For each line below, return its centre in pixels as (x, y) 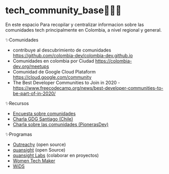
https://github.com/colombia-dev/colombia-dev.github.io (73, 55)
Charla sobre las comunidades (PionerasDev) (60, 124)
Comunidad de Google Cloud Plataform (54, 71)
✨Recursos (17, 103)
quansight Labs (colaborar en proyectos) (56, 155)
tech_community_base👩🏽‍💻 (64, 10)
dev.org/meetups (31, 66)
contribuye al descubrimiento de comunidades (62, 50)
